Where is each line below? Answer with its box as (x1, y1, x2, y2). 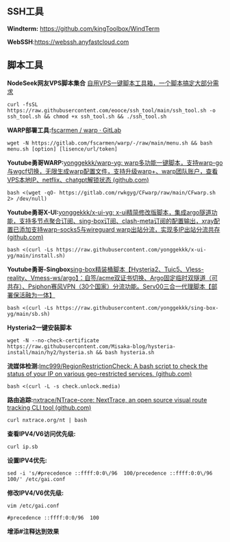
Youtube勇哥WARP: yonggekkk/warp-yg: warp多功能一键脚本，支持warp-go (7, 158, 223, 167)
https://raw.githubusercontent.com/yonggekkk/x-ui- (55, 246, 207, 253)
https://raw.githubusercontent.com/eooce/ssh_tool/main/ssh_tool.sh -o (7, 107, 216, 114)
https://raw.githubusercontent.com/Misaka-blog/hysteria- (7, 343, 176, 350)
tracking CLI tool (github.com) (7, 403, 92, 412)
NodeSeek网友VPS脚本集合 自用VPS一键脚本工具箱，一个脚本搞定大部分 (7, 79, 214, 87)
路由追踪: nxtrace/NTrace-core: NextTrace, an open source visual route (7, 395, 207, 404)
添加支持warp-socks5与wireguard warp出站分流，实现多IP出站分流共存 (18, 225, 220, 234)
